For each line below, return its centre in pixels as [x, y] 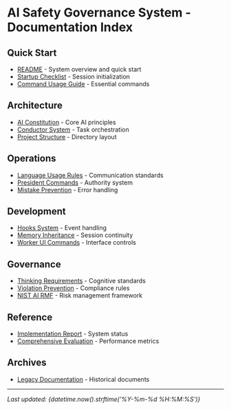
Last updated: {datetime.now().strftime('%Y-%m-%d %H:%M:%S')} [104, 399]
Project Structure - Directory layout [67, 136]
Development [37, 212]
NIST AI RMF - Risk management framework [80, 296]
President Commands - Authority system [75, 182]
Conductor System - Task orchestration [73, 130]
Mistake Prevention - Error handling [67, 189]
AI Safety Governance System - [99, 13]
